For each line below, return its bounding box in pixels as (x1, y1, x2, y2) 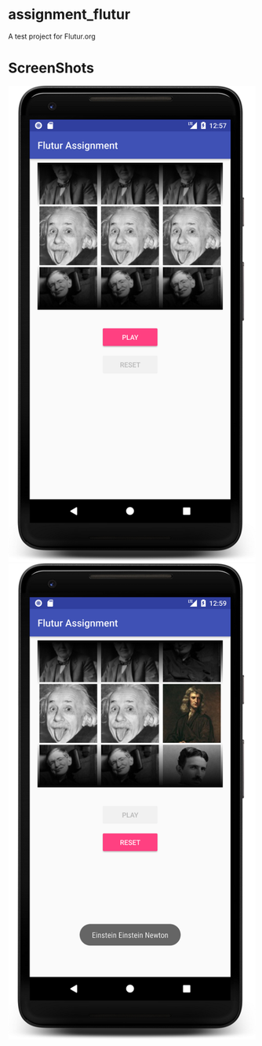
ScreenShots (8, 59, 94, 77)
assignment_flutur (8, 6, 131, 24)
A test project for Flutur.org (8, 31, 96, 41)
